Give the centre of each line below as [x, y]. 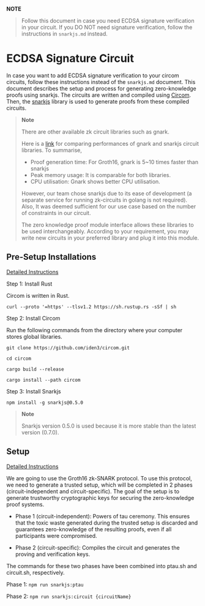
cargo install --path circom [43, 380]
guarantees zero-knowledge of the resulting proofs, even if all [93, 529]
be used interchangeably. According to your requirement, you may [105, 231]
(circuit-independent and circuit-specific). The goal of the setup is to [93, 491]
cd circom [19, 358]
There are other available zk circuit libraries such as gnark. [95, 132]
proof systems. [25, 504]
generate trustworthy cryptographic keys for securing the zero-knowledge [100, 498]
